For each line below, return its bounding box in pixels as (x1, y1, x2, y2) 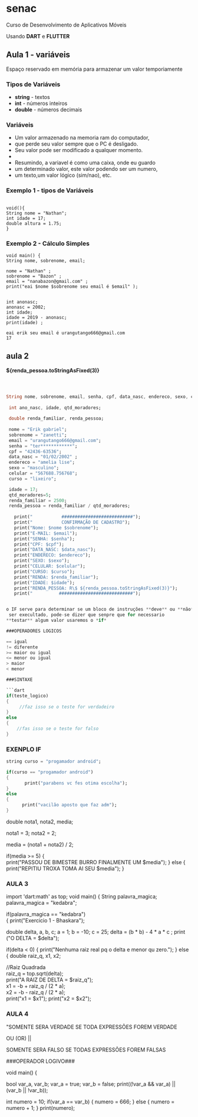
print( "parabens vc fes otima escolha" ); (24, 780, 128, 786)
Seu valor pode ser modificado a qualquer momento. (14, 147, 143, 154)
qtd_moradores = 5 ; (8, 492, 51, 498)
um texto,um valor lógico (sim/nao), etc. (14, 172, 112, 179)
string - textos (14, 94, 50, 101)
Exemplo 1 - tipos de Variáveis (6, 186, 94, 195)
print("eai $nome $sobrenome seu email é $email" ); (6, 284, 138, 289)
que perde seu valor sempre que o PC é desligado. (14, 140, 138, 147)
